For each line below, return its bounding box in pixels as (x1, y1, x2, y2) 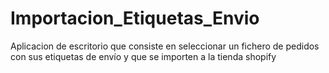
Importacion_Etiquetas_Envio (10, 7, 260, 30)
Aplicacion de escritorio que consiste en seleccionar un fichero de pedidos (10, 40, 320, 52)
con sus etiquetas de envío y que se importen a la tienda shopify (10, 50, 277, 62)
